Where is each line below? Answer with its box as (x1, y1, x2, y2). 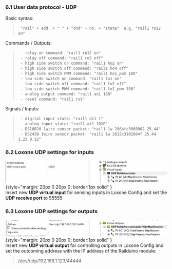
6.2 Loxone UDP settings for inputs (5, 149, 94, 156)
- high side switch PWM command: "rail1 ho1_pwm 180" (20, 71, 138, 76)
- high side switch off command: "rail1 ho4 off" (20, 66, 129, 71)
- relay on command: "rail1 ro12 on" (20, 50, 101, 56)
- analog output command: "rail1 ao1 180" (20, 91, 113, 97)
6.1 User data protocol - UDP (5, 4, 77, 11)
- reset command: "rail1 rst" (20, 97, 85, 102)
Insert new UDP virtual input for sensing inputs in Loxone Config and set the (5, 189, 167, 196)
